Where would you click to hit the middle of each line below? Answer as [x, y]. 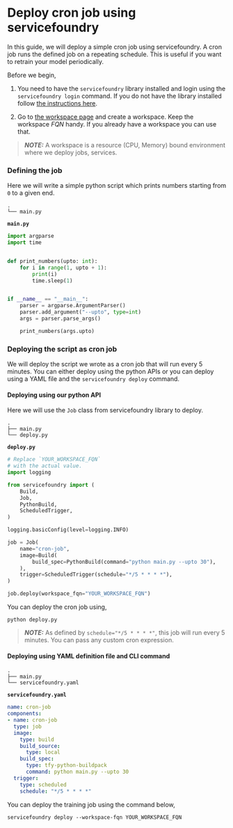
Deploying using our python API [54, 395]
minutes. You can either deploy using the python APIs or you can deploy [111, 372]
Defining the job [35, 170]
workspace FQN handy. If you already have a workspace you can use [117, 124]
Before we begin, [32, 75]
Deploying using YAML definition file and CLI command [89, 656]
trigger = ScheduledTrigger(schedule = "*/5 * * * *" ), [96, 575]
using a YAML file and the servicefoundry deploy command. [93, 379]
